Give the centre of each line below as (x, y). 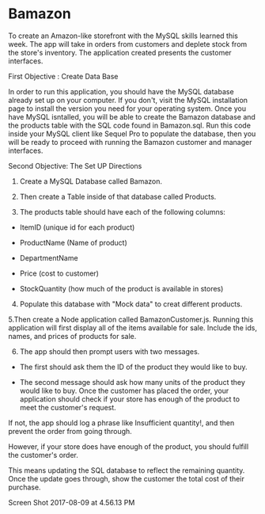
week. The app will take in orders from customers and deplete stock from (128, 44)
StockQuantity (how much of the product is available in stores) (121, 288)
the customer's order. (44, 455)
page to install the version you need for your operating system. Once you (127, 109)
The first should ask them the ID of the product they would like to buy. (133, 367)
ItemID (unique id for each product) (77, 227)
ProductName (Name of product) (74, 242)
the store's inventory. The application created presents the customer (120, 52)
